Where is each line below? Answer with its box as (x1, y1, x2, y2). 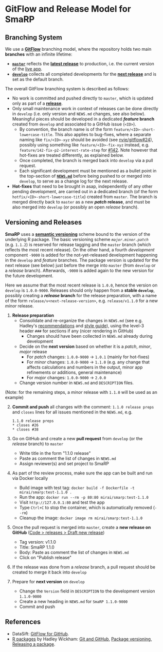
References (5, 618, 41, 626)
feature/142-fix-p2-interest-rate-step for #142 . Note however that (19, 147, 158, 153)
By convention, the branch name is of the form (19, 126, 113, 132)
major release (19, 348, 47, 354)
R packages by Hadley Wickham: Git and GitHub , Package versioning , (12, 636, 152, 642)
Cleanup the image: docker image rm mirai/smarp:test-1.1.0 (19, 515, 143, 521)
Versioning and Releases (5, 218, 82, 226)
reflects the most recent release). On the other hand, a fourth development (5, 246, 155, 252)
